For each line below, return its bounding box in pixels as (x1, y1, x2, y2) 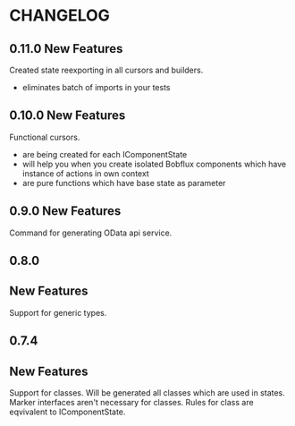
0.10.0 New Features (9, 108, 126, 124)
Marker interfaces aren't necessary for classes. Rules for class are (9, 397, 254, 408)
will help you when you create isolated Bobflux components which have (21, 158, 287, 169)
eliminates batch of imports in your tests (21, 82, 171, 92)
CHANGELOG (9, 5, 110, 26)
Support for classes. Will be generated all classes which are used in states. (9, 388, 286, 398)
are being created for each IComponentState (21, 149, 188, 159)
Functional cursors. (9, 132, 80, 142)
